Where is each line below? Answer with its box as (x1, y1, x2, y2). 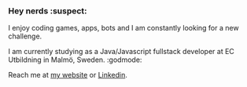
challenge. (8, 31, 42, 41)
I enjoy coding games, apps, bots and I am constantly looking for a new (8, 24, 239, 33)
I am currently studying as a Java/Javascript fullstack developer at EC (8, 47, 234, 56)
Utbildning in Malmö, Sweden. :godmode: (8, 55, 142, 64)
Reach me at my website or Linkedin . (8, 71, 128, 80)
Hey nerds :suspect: (8, 5, 88, 16)
